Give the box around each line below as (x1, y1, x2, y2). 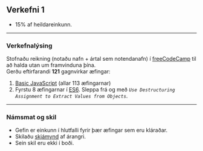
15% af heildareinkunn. (14, 20, 72, 28)
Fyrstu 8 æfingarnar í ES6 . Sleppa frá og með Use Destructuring (14, 86, 175, 93)
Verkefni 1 (6, 5, 45, 15)
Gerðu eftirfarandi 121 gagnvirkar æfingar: (6, 68, 111, 75)
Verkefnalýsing (6, 42, 53, 50)
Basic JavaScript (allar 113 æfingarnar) (14, 79, 111, 87)
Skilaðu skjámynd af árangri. (14, 133, 86, 140)
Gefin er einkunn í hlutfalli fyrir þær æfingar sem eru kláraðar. (14, 126, 168, 134)
